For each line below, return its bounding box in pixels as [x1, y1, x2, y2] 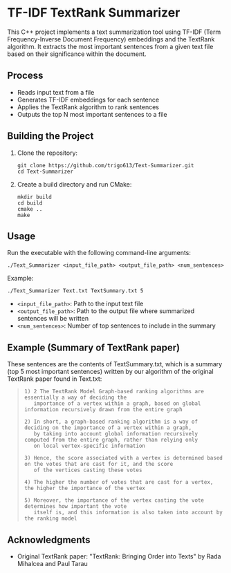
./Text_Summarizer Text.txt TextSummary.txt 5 [7, 288, 144, 294]
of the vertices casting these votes [33, 467, 142, 474]
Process [7, 70, 44, 82]
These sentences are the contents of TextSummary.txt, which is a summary [7, 360, 223, 368]
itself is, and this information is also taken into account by [33, 509, 223, 516]
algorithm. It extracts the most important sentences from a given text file [7, 42, 214, 50]
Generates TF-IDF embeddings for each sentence [17, 95, 160, 104]
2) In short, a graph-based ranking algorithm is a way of [24, 418, 198, 426]
